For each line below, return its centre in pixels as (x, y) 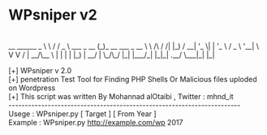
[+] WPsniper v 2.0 (40, 70)
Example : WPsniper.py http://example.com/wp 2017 (96, 122)
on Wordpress (32, 88)
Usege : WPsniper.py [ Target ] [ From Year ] (82, 113)
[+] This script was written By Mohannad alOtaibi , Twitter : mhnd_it (121, 96)
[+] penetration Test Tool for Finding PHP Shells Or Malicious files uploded (133, 79)
